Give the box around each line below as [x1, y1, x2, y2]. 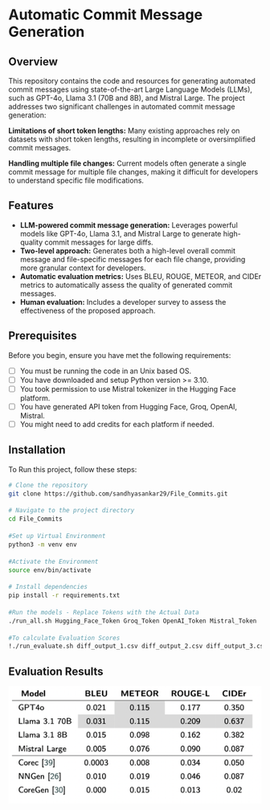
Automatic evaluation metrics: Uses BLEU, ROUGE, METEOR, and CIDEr [19, 271, 262, 281]
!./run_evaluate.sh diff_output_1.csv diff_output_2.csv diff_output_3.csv [8, 642, 268, 651]
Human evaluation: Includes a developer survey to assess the [19, 297, 227, 306]
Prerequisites [8, 329, 77, 343]
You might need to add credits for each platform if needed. [19, 419, 215, 429]
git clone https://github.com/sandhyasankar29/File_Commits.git [8, 489, 228, 498]
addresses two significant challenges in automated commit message [8, 102, 235, 111]
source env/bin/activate [8, 565, 92, 574]
